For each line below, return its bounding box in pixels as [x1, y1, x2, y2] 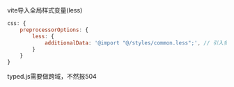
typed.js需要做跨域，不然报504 [7, 72, 97, 81]
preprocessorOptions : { [19, 26, 89, 33]
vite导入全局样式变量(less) [7, 6, 83, 14]
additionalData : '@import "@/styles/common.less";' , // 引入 [44, 39, 224, 47]
